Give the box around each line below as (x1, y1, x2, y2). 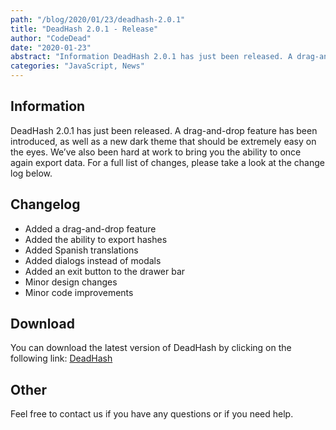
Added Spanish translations (24, 244, 139, 256)
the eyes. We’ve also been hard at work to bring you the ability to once (10, 146, 302, 158)
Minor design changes (24, 276, 118, 288)
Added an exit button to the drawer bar (24, 265, 186, 277)
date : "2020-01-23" (10, 42, 92, 53)
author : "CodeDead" (10, 33, 92, 43)
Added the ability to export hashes (24, 233, 168, 245)
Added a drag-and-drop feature (24, 222, 157, 235)
